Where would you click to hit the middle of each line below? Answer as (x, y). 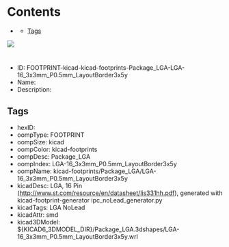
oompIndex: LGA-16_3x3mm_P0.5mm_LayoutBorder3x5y (97, 164)
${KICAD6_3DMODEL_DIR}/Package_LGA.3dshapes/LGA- (98, 229)
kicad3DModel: (38, 222)
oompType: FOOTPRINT (51, 135)
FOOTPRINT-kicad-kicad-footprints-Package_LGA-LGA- (106, 68)
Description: (34, 90)
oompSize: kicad (41, 142)
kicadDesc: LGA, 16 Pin (50, 185)
